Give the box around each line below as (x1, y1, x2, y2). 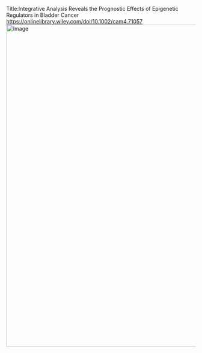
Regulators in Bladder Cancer (6, 11, 79, 19)
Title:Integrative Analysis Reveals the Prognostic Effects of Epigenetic (6, 5, 179, 12)
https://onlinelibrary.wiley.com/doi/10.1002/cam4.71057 (6, 18, 143, 25)
